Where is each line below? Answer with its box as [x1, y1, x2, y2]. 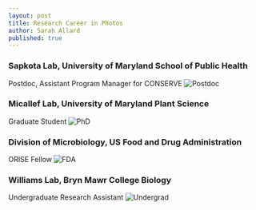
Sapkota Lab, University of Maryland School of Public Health [8, 61, 248, 72]
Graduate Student [8, 117, 67, 126]
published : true [8, 34, 62, 42]
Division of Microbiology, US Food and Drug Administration [8, 137, 242, 148]
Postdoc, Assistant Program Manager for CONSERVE [8, 78, 182, 88]
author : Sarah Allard [8, 26, 81, 34]
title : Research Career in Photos [8, 19, 124, 27]
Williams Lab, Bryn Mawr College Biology [8, 175, 172, 186]
